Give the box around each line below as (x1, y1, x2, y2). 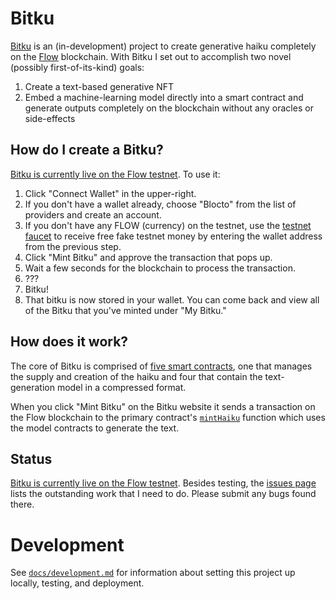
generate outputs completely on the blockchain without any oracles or (24, 102, 314, 114)
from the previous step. (24, 240, 122, 252)
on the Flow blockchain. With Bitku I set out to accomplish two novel (10, 50, 292, 62)
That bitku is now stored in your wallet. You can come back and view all (24, 293, 320, 306)
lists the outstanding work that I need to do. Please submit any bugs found (10, 488, 317, 500)
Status (10, 450, 53, 467)
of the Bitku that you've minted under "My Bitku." (24, 304, 227, 316)
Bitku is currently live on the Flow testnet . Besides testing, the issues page (10, 477, 317, 489)
